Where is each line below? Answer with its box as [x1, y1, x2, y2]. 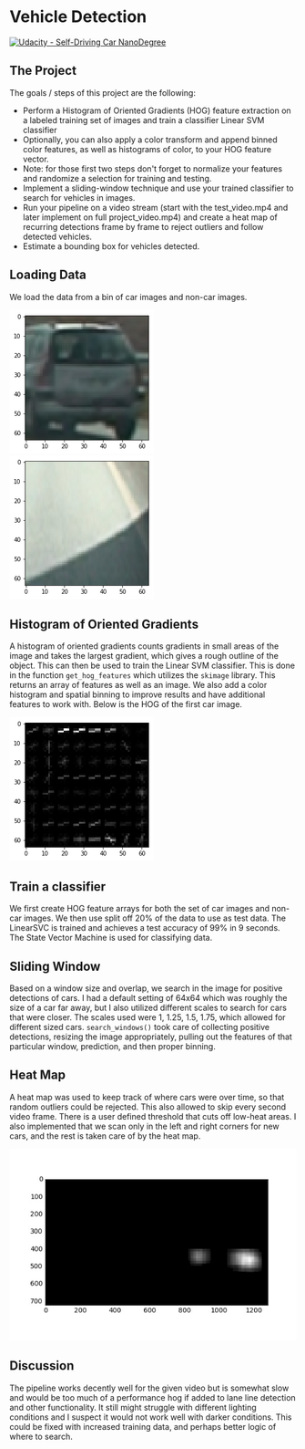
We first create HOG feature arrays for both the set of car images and [9, 903, 270, 914]
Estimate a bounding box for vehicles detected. [22, 240, 200, 252]
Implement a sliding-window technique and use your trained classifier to [22, 182, 294, 193]
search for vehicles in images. [22, 192, 136, 203]
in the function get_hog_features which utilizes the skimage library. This [9, 670, 276, 681]
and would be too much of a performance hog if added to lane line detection [9, 1392, 296, 1402]
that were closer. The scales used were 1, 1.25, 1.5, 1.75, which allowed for [9, 1012, 286, 1023]
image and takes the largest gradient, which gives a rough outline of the [9, 651, 280, 662]
